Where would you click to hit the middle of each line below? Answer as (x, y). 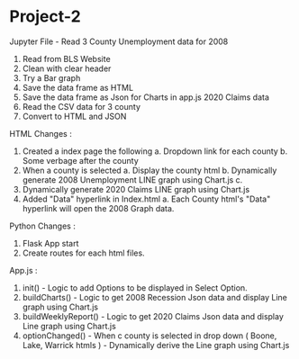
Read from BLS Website (66, 58)
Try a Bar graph (51, 77)
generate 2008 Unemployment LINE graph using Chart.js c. (132, 179)
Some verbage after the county (81, 160)
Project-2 (45, 17)
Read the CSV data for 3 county (82, 106)
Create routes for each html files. (84, 253)
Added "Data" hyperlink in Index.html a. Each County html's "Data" (146, 199)
